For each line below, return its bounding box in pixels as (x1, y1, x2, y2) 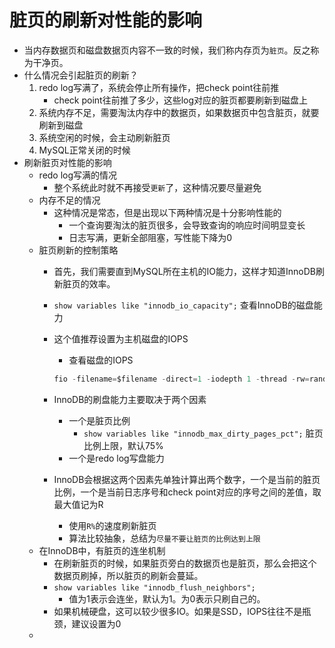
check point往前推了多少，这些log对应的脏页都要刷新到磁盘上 (53, 94, 309, 106)
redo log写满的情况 (38, 169, 118, 181)
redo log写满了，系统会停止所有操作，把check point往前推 (38, 81, 280, 93)
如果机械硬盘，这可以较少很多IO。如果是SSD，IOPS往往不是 (53, 605, 303, 617)
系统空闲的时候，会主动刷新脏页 (38, 131, 171, 143)
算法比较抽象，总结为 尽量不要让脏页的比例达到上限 (68, 532, 261, 544)
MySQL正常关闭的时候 (38, 144, 131, 156)
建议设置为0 (71, 617, 122, 630)
